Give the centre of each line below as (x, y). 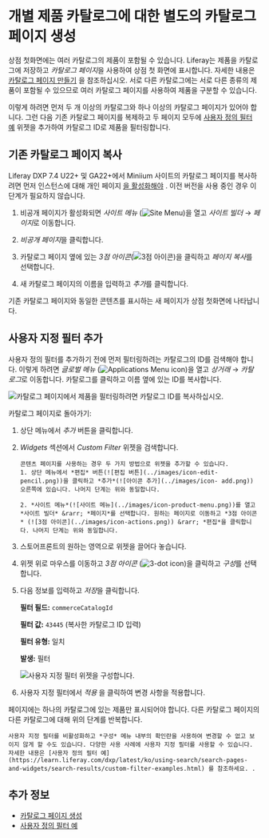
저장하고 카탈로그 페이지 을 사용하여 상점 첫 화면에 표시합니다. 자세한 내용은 (139, 70)
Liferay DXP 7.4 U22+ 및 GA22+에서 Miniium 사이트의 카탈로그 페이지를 (122, 175)
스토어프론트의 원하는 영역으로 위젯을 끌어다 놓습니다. (103, 546)
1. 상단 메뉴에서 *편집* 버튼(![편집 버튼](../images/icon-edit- (119, 472)
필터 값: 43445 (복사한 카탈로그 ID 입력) (80, 624)
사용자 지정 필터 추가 (55, 338)
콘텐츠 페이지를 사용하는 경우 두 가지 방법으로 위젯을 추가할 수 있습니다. (124, 464)
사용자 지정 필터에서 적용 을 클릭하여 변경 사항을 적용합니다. (113, 692)
